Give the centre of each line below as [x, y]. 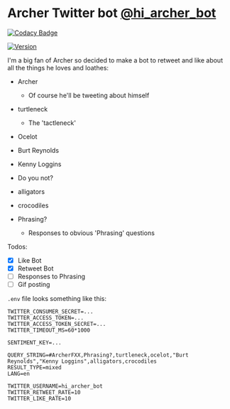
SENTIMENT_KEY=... [34, 343]
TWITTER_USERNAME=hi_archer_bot [55, 386]
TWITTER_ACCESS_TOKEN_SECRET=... [57, 325]
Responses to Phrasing [51, 277]
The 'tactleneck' [52, 123]
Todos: [17, 246]
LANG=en [19, 374]
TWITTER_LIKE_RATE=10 [39, 399]
